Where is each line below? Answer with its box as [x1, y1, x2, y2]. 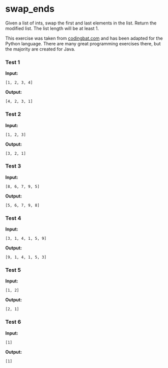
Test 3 [5, 162, 21, 169]
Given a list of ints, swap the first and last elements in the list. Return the [5, 20, 157, 26]
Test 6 [5, 319, 21, 326]
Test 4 [5, 214, 21, 221]
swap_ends [5, 3, 55, 15]
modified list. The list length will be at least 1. [5, 25, 99, 31]
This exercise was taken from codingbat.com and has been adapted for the [5, 35, 163, 41]
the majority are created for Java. [5, 46, 75, 52]
